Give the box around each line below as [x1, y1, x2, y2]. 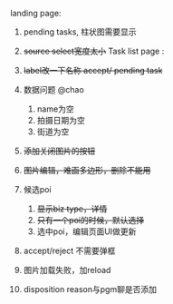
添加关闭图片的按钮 [23, 145, 96, 156]
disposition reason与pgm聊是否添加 [23, 284, 158, 294]
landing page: [10, 8, 62, 18]
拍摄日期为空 [36, 115, 85, 125]
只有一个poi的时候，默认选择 [36, 215, 144, 225]
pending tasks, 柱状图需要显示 [23, 26, 137, 37]
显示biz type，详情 [36, 203, 108, 214]
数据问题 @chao [23, 84, 84, 94]
